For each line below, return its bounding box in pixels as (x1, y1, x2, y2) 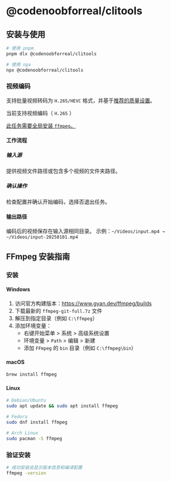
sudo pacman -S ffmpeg (6, 435, 62, 442)
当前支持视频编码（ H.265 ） (6, 109, 75, 116)
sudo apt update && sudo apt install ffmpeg (6, 403, 118, 409)
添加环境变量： (14, 322, 52, 329)
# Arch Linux (6, 430, 39, 436)
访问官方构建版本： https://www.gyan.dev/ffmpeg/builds (14, 300, 152, 307)
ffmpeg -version (6, 470, 46, 476)
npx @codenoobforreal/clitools (6, 67, 84, 73)
